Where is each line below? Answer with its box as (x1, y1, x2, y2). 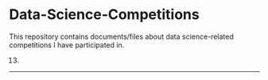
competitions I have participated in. (9, 40, 125, 49)
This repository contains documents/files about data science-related (9, 32, 234, 41)
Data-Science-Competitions (9, 6, 200, 24)
